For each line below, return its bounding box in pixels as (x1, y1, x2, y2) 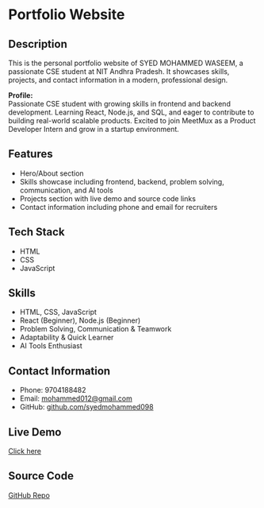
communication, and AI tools (19, 185, 113, 195)
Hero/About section (19, 169, 85, 178)
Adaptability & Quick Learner (19, 332, 114, 343)
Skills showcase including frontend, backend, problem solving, (19, 176, 224, 186)
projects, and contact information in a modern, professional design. (8, 76, 228, 84)
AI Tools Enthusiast (19, 341, 83, 351)
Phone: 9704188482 (19, 386, 86, 395)
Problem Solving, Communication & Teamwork (19, 324, 172, 334)
